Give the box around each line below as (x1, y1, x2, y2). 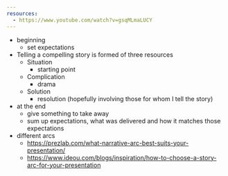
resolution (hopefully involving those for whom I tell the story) (37, 94, 213, 103)
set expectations (26, 43, 75, 51)
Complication (26, 72, 65, 80)
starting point (37, 65, 76, 73)
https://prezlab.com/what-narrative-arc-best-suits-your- (26, 139, 189, 147)
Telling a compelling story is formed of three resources (16, 50, 174, 59)
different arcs (16, 131, 55, 139)
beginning (16, 35, 46, 44)
